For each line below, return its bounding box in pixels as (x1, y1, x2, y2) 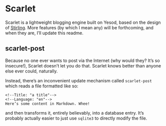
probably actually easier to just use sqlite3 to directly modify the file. (5, 115, 148, 121)
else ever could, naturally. (5, 68, 58, 74)
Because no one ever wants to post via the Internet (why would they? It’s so (5, 58, 160, 63)
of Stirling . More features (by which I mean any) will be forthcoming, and (5, 24, 154, 30)
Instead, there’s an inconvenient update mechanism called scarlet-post (5, 77, 152, 83)
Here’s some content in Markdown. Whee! (5, 101, 90, 106)
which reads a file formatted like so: (5, 83, 79, 89)
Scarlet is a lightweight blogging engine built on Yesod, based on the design (5, 19, 161, 25)
